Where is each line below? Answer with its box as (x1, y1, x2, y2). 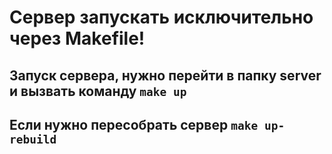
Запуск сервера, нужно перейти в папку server (9, 67, 322, 84)
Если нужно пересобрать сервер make (9, 116, 259, 133)
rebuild (9, 132, 57, 146)
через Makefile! (9, 27, 146, 50)
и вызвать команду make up (9, 82, 187, 100)
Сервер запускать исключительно (9, 6, 314, 29)
